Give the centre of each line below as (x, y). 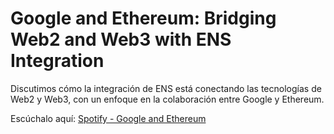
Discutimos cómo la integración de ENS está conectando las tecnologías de (166, 88)
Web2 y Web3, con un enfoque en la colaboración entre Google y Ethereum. (167, 99)
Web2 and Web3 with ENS (121, 39)
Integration (57, 61)
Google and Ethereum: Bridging (143, 18)
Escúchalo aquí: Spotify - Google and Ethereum (108, 118)
